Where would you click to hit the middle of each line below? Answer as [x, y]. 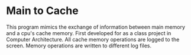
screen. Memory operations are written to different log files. [79, 46]
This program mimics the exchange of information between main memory [96, 27]
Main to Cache [42, 11]
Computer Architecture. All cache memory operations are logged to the [93, 39]
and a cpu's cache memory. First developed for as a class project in [89, 33]
